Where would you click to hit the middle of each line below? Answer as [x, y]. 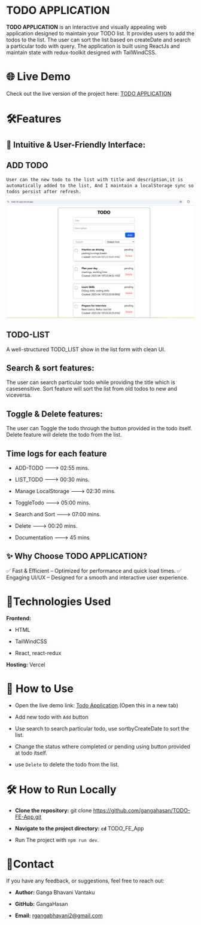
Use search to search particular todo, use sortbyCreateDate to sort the [102, 728]
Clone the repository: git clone [53, 810]
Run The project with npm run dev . [57, 840]
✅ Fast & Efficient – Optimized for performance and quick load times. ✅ [94, 570]
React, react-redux [38, 653]
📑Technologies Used [59, 601]
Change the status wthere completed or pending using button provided [102, 746]
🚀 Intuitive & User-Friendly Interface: [76, 145]
